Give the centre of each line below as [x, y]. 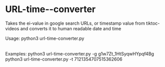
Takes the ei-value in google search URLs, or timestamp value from [75, 23]
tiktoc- [153, 23]
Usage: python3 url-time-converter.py [45, 38]
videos [12, 28]
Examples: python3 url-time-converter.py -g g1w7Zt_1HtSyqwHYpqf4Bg [80, 53]
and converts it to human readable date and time [71, 28]
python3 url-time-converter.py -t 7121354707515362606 [64, 59]
